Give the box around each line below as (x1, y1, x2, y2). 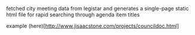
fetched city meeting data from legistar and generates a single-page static (6, 5, 189, 12)
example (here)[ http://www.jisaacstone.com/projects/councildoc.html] (6, 23, 179, 29)
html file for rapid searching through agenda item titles (6, 11, 140, 18)
